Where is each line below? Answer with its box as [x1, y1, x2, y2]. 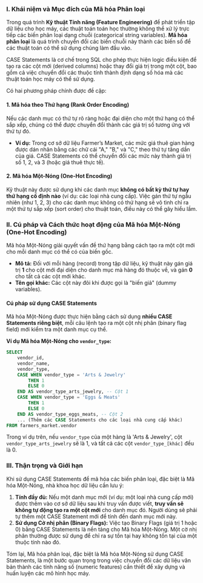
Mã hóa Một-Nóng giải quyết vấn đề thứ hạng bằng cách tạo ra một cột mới [6, 242, 195, 248]
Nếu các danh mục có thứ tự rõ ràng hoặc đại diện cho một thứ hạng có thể [6, 115, 195, 122]
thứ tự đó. [6, 127, 31, 135]
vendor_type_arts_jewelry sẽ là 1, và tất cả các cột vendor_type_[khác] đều [6, 440, 195, 447]
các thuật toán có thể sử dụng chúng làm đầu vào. [6, 44, 132, 52]
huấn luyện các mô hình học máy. [6, 569, 90, 577]
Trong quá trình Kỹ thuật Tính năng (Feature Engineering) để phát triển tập [6, 19, 195, 26]
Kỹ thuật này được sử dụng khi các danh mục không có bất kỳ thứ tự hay [6, 185, 190, 193]
